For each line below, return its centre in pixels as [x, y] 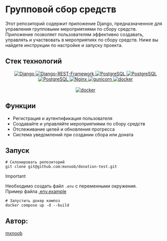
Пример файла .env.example [36, 191]
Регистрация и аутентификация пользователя [63, 118]
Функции [21, 106]
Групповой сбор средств [61, 9]
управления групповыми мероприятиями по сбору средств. [71, 29]
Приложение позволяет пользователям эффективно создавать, [75, 34]
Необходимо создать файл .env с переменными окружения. [71, 186]
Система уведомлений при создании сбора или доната [73, 134]
